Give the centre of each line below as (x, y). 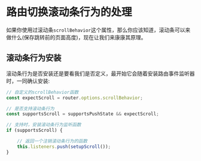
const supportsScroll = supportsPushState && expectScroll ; (83, 114)
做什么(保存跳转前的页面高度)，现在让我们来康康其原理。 (76, 37)
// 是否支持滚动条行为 (31, 109)
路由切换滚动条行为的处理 (69, 12)
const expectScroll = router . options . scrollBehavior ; (75, 98)
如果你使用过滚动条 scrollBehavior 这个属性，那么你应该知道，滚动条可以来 (98, 30)
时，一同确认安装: (28, 80)
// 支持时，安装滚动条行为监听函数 (44, 125)
